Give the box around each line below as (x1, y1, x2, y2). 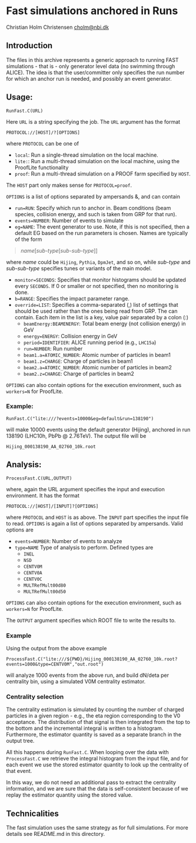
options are (6, 526, 34, 533)
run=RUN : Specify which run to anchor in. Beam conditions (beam (14, 204, 171, 211)
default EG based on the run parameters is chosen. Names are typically (14, 229, 188, 236)
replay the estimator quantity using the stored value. (6, 791, 133, 799)
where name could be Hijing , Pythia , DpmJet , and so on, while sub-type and (6, 258, 191, 266)
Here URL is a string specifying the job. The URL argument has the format (6, 118, 181, 125)
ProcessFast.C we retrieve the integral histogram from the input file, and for (6, 755, 188, 762)
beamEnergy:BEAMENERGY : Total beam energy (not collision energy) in (23, 320, 187, 327)
